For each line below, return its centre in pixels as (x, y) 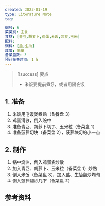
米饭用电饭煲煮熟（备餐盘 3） (42, 114)
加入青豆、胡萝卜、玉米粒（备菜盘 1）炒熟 (54, 168)
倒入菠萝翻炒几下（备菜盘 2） (42, 180)
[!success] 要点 (33, 74)
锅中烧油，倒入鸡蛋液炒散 (38, 162)
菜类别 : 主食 (16, 32)
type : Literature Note (28, 14)
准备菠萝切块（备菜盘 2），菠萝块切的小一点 (56, 132)
